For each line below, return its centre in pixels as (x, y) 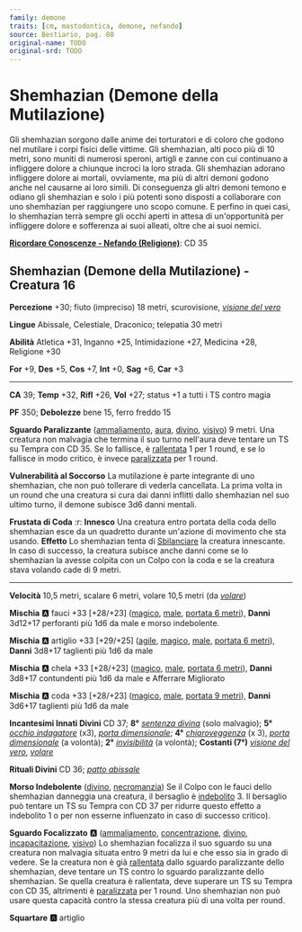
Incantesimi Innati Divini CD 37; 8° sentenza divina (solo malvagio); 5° (141, 723)
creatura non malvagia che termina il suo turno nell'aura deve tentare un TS (149, 439)
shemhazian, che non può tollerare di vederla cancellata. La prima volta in (146, 485)
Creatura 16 (43, 286)
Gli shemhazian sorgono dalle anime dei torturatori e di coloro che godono (147, 139)
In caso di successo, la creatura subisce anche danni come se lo (129, 551)
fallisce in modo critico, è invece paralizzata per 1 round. (114, 458)
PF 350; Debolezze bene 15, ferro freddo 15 (90, 412)
